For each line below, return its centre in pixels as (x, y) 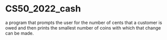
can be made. (19, 33)
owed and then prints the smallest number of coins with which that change (83, 27)
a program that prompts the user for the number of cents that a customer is (84, 22)
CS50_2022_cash (43, 9)
